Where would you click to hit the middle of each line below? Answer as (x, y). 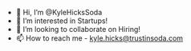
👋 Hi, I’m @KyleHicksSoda (59, 12)
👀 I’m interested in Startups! (62, 21)
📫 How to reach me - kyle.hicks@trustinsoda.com (99, 38)
